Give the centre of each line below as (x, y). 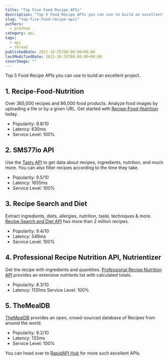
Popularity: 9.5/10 (31, 177)
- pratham (20, 29)
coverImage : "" (21, 61)
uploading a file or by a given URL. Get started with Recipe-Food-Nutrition (82, 109)
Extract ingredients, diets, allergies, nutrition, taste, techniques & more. (78, 216)
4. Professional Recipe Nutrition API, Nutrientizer (83, 257)
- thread (19, 47)
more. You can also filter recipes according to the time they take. (72, 167)
